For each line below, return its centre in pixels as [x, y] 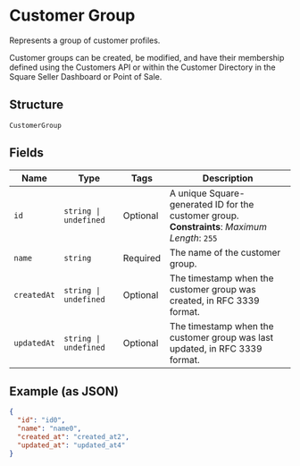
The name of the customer [225, 252]
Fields [27, 153]
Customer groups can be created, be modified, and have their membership [147, 57]
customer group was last [221, 337]
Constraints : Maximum [218, 226]
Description [228, 178]
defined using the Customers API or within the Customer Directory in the [142, 67]
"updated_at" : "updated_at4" [71, 445]
